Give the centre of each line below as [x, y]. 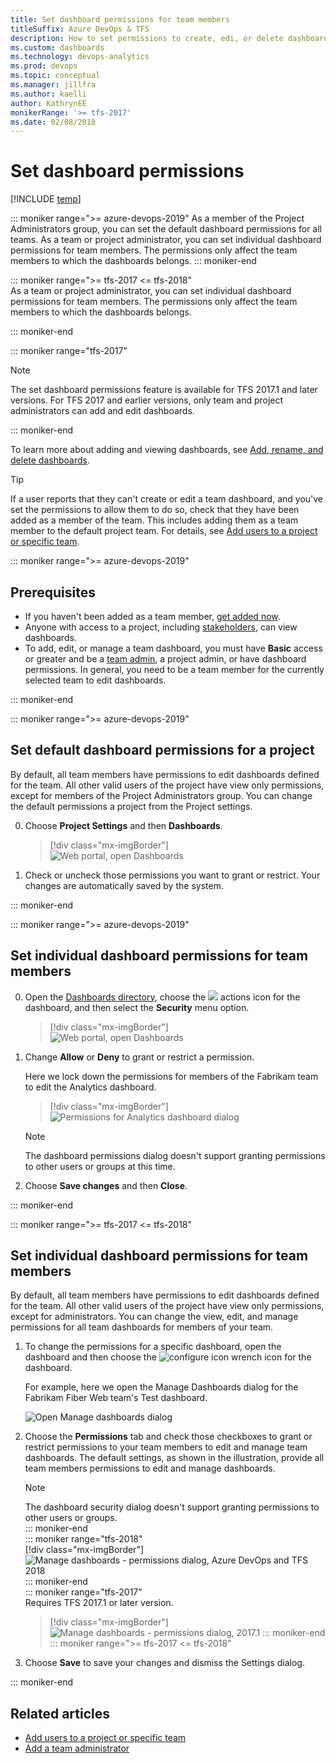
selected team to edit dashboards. [95, 680]
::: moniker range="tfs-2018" [83, 1539]
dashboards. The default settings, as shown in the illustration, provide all [174, 1458]
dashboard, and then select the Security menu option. [137, 1007]
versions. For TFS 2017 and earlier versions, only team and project [147, 400]
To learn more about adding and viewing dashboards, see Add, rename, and [167, 450]
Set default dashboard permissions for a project [162, 750]
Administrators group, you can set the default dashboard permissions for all [166, 229]
